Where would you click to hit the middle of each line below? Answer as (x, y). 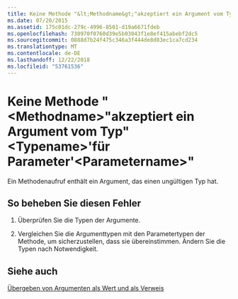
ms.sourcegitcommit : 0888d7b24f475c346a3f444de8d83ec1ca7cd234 (103, 40)
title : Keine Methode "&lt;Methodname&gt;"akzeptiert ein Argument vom (115, 14)
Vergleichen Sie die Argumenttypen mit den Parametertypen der (111, 234)
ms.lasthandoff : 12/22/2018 (49, 60)
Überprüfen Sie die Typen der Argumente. (79, 221)
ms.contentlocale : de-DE (44, 54)
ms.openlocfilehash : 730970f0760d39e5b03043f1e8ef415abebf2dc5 (103, 34)
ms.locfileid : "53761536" (45, 66)
